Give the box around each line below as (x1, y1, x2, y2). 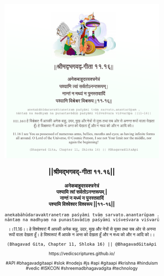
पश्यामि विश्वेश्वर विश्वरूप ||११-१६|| (48, 201, 115, 207)
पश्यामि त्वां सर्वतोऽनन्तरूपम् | (56, 188, 107, 195)
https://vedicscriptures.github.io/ (48, 251, 116, 256)
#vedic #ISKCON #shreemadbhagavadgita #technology (25, 265, 138, 271)
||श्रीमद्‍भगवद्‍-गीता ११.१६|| (48, 168, 116, 176)
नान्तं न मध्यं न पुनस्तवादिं (60, 195, 104, 202)
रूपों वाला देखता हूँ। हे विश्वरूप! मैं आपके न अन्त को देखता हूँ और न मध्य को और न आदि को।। (8, 231, 155, 237)
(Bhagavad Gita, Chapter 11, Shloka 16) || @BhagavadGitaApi (6, 241, 157, 247)
